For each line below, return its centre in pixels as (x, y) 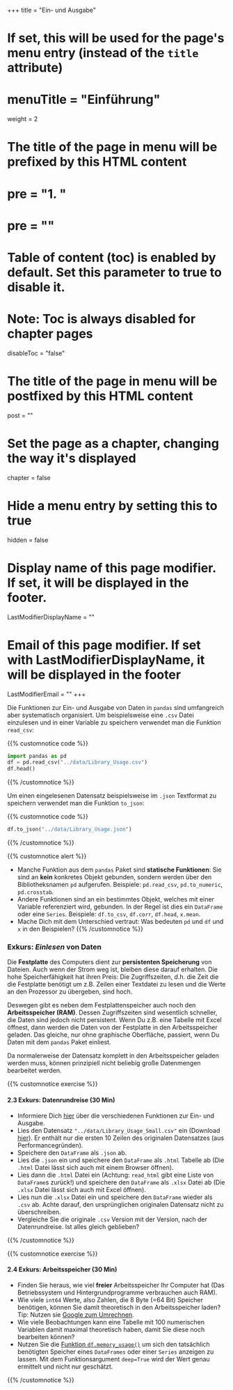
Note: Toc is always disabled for (102, 319)
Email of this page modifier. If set (104, 645)
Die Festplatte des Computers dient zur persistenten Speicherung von (110, 962)
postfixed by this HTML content (100, 396)
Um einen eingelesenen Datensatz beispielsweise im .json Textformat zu (112, 796)
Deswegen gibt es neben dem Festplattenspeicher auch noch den (102, 1005)
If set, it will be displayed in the (98, 583)
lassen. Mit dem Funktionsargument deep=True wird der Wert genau (113, 1359)
